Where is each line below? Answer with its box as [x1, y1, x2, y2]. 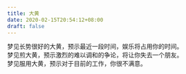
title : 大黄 [7, 10, 39, 17]
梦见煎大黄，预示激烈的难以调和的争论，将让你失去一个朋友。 [7, 51, 183, 59]
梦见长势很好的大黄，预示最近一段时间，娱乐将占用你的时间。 [7, 42, 183, 51]
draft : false [7, 23, 45, 29]
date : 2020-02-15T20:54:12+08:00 [7, 16, 104, 23]
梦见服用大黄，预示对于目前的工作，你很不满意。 [7, 60, 147, 68]
